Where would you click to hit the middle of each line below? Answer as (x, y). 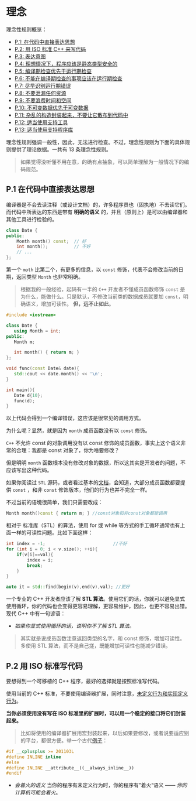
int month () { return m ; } (47, 352)
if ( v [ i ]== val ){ (35, 554)
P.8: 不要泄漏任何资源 (40, 93)
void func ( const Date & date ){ (43, 369)
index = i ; (40, 560)
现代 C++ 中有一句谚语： (36, 614)
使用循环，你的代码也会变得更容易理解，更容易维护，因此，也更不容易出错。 (98, 606)
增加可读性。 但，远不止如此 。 (77, 304)
